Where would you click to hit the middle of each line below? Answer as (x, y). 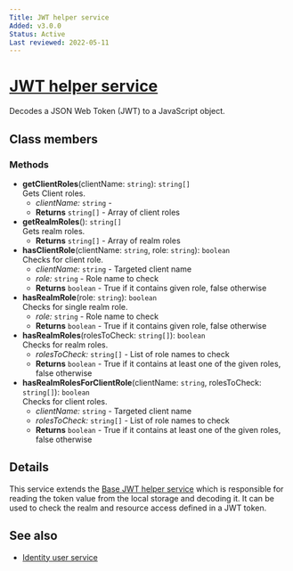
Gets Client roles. (54, 193)
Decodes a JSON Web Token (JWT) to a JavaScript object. (117, 111)
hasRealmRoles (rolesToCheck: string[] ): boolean (114, 335)
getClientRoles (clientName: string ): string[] (106, 184)
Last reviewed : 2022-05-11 (59, 42)
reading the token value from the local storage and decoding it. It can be (142, 498)
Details (29, 467)
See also (33, 536)
